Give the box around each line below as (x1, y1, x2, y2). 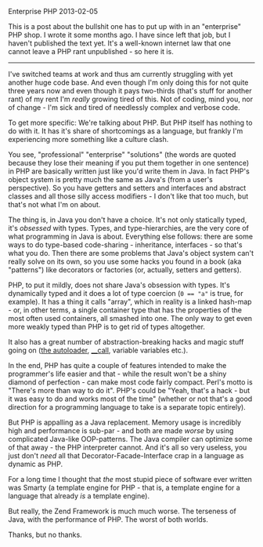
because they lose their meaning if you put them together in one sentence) (8, 159, 250, 167)
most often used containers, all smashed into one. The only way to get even (8, 314, 253, 323)
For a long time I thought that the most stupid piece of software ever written (8, 475, 253, 483)
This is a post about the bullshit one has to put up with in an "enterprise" (8, 22, 241, 31)
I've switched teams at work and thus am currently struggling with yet (8, 70, 233, 78)
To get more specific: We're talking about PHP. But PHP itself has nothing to (8, 118, 253, 127)
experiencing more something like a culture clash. (8, 135, 169, 144)
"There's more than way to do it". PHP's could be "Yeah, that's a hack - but (8, 386, 250, 395)
